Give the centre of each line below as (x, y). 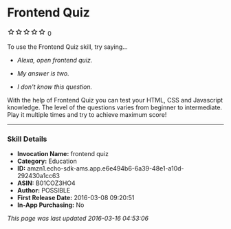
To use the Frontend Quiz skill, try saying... (68, 47)
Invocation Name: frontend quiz (63, 154)
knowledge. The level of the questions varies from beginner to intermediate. (114, 107)
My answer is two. (43, 73)
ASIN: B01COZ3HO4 (46, 183)
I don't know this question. (55, 87)
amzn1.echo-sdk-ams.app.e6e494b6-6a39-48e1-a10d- (106, 168)
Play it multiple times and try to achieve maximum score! (87, 114)
